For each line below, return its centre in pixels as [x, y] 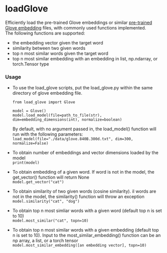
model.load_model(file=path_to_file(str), [57, 115]
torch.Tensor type [31, 64]
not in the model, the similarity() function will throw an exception [78, 197]
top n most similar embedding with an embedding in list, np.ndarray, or [85, 58]
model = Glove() [29, 111]
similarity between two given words [49, 48]
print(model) [26, 163]
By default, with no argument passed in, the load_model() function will [84, 129]
